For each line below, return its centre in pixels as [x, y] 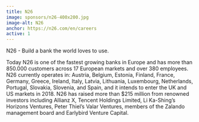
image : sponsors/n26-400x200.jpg [48, 17]
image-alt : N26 [25, 23]
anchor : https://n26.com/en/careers [51, 28]
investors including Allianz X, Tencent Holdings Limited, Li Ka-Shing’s [91, 100]
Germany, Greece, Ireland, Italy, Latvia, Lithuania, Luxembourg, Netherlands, [99, 82]
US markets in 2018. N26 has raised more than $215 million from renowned [98, 94]
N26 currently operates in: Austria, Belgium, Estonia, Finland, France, [91, 75]
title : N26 [20, 12]
